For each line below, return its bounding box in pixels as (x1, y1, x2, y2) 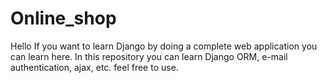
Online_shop (10, 7, 117, 30)
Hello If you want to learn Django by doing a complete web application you (10, 40, 318, 52)
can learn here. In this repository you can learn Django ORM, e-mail (10, 50, 288, 62)
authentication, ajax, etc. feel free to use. (10, 61, 179, 73)
